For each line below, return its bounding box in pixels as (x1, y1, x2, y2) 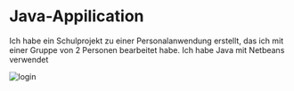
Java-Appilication (9, 6, 144, 27)
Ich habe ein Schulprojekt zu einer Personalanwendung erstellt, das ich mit (9, 35, 283, 46)
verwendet (9, 54, 49, 64)
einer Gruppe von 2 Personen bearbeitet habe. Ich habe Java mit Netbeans (9, 44, 285, 55)
